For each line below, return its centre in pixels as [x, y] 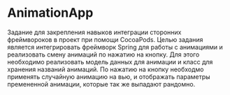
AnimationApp [50, 13]
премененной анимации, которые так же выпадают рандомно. [101, 84]
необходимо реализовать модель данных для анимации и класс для [110, 61]
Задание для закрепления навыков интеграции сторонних [94, 32]
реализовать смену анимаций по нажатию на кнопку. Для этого [103, 54]
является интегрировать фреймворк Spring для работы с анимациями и [115, 47]
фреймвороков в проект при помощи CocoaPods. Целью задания [105, 39]
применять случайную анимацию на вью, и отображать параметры [109, 76]
